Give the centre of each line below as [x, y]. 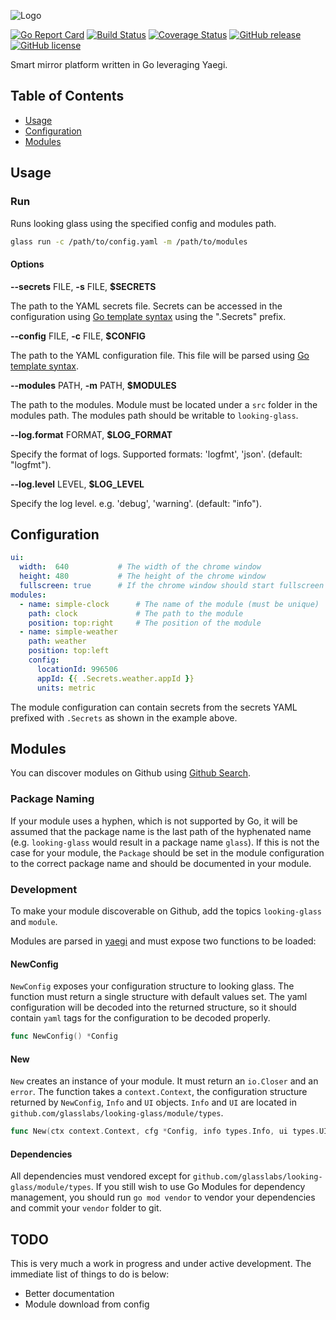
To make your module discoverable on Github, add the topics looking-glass [166, 911]
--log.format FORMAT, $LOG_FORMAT [91, 434]
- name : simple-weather [68, 632]
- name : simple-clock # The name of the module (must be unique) [169, 604]
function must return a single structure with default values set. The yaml [159, 997]
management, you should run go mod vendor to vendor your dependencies [163, 1197]
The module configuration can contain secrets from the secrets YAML [154, 707]
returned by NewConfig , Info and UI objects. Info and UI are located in [153, 1102]
